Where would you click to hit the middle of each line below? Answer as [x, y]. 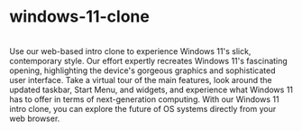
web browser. [35, 118]
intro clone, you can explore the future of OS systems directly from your [143, 108]
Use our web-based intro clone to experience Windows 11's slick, [130, 51]
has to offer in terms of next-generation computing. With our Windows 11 [144, 99]
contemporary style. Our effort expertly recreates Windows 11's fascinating [149, 61]
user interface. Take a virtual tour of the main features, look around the [141, 80]
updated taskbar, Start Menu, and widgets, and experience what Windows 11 [151, 89]
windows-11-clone [80, 17]
